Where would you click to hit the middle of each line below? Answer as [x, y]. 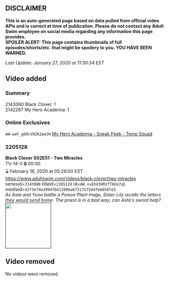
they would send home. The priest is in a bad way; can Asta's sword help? [83, 200]
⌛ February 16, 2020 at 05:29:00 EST [44, 171]
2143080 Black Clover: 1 [30, 104]
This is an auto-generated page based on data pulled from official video [82, 20]
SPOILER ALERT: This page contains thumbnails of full [63, 42]
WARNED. [16, 53]
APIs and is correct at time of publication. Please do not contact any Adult [84, 26]
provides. [16, 37]
